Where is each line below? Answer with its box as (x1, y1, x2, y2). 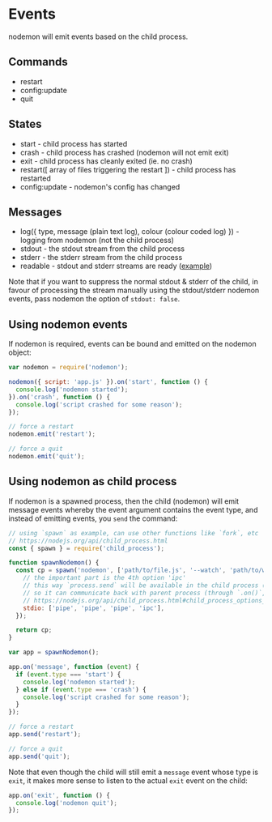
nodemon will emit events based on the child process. (8, 32, 189, 41)
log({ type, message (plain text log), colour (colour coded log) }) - (19, 227, 240, 236)
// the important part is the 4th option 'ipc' (23, 574, 186, 582)
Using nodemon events (8, 317, 128, 331)
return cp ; (15, 626, 53, 634)
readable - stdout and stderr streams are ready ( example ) (19, 261, 213, 271)
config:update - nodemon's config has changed (19, 181, 181, 191)
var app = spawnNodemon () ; (8, 649, 100, 657)
